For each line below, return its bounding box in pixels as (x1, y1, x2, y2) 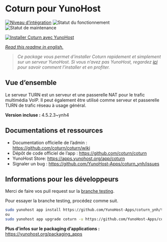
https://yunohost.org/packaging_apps (5, 231, 83, 237)
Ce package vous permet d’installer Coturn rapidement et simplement (17, 53, 161, 60)
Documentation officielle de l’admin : (12, 140, 87, 146)
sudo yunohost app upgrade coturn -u (5, 217, 83, 222)
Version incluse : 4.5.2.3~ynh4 (5, 112, 70, 118)
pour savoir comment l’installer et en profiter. (17, 64, 110, 70)
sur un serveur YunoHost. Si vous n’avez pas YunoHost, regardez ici (17, 59, 158, 65)
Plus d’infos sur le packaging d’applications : (5, 226, 100, 232)
